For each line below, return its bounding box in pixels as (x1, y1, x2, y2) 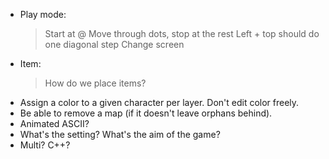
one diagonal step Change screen (44, 39, 185, 50)
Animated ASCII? (19, 118, 90, 129)
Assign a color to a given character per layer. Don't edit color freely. (19, 97, 300, 108)
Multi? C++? (19, 139, 71, 151)
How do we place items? (44, 77, 147, 89)
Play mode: (19, 9, 67, 20)
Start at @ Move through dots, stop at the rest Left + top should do (44, 28, 320, 39)
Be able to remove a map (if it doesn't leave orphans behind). (19, 107, 273, 119)
